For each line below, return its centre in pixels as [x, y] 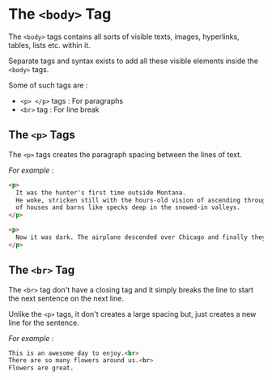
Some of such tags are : [48, 85]
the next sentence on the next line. [66, 298]
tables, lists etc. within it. [49, 45]
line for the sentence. [44, 322]
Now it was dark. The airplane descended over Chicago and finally [132, 237]
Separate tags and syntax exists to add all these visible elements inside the [134, 61]
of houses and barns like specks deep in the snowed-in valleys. [128, 207]
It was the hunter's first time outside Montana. [101, 192]
